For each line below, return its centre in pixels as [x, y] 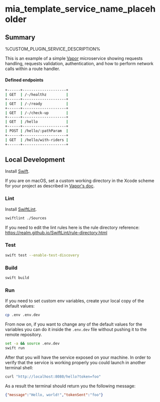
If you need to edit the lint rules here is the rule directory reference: [72, 227]
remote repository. [24, 335]
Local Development [35, 159]
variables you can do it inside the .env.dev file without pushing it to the [76, 329]
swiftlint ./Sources [26, 218]
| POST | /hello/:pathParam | [37, 131]
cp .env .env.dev [23, 315]
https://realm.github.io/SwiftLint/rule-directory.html [56, 233]
